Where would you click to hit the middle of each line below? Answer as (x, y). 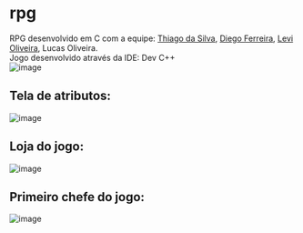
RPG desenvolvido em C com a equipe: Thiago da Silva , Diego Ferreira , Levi (151, 38)
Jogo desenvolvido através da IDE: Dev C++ (92, 57)
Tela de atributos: (61, 96)
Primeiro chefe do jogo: (77, 197)
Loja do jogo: (47, 147)
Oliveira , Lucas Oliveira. (54, 47)
